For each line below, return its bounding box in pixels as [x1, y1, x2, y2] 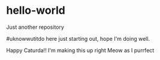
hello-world [6, 4, 66, 17]
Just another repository [6, 23, 65, 31]
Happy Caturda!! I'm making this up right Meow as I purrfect [6, 46, 155, 54]
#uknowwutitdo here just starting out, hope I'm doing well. [6, 35, 150, 42]
